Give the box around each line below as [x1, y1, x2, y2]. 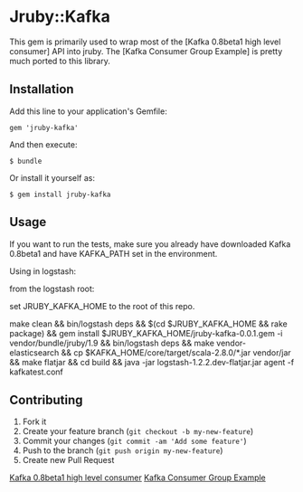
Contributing [9, 392, 83, 408]
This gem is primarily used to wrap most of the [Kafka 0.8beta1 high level [9, 36, 281, 47]
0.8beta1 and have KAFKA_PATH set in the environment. [9, 248, 218, 259]
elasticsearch [9, 346, 60, 358]
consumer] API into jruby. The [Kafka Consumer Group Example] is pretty [9, 45, 283, 56]
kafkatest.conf [9, 366, 63, 377]
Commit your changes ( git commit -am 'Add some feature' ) [22, 436, 247, 447]
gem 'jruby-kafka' [9, 123, 79, 132]
